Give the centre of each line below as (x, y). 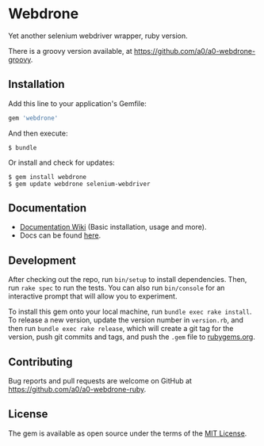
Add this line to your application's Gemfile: (77, 103)
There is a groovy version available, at (70, 51)
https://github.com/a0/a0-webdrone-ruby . (77, 390)
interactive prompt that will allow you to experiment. (93, 296)
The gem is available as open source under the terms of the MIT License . (128, 433)
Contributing (40, 362)
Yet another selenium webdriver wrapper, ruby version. (98, 36)
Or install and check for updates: (61, 162)
